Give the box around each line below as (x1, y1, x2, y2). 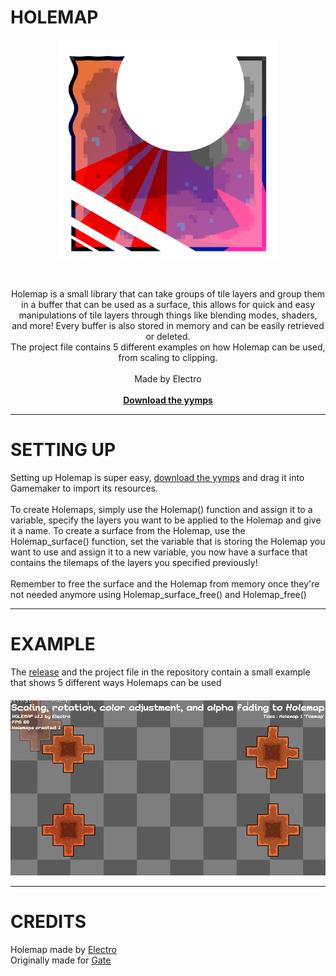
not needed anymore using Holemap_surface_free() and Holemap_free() (10, 588, 307, 600)
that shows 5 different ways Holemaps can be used (10, 676, 222, 688)
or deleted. (145, 330, 191, 342)
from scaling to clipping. (118, 351, 218, 363)
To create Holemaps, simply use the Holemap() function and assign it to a (10, 503, 313, 515)
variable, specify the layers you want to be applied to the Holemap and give (10, 514, 322, 526)
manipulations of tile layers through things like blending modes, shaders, (18, 309, 318, 321)
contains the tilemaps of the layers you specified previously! (10, 556, 258, 568)
